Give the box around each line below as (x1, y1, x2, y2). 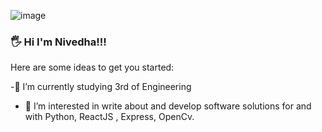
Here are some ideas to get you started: (10, 61, 175, 74)
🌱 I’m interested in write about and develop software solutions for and (24, 100, 312, 112)
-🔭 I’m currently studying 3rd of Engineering (10, 81, 192, 93)
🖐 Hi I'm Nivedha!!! (10, 35, 107, 49)
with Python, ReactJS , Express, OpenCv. (24, 111, 195, 123)
